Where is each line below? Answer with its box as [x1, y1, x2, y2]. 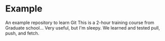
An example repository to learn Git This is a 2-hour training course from [5, 19, 154, 25]
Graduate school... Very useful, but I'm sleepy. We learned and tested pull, [5, 24, 160, 30]
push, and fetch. [5, 30, 39, 36]
